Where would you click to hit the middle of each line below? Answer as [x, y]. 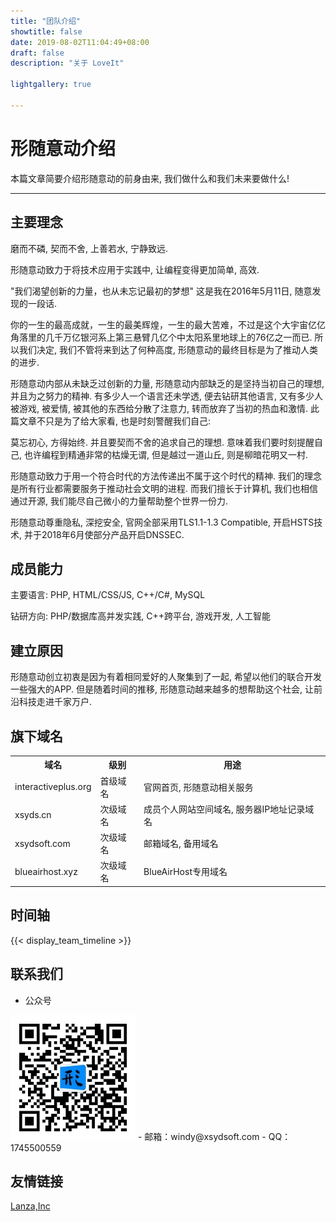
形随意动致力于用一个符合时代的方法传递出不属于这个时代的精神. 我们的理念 [166, 476]
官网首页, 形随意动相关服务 [198, 787]
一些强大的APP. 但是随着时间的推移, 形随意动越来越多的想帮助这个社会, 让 [162, 689]
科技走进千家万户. [55, 702]
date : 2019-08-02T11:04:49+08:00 [80, 42]
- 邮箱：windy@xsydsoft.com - [202, 1136]
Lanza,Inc [30, 1206]
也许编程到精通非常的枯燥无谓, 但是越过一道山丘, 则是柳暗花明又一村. [165, 454]
